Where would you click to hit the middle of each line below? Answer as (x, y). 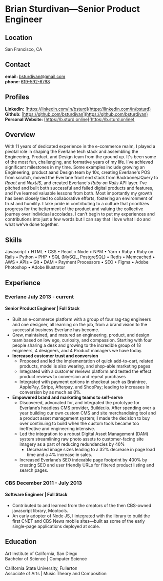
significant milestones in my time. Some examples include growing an (75, 167)
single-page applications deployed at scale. (56, 526)
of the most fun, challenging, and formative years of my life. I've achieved (79, 162)
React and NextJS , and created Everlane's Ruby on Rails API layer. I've (76, 183)
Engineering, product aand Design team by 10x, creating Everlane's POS (78, 172)
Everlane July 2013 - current (40, 296)
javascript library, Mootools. (40, 510)
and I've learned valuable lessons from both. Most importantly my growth (79, 193)
